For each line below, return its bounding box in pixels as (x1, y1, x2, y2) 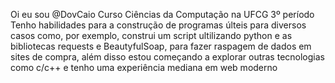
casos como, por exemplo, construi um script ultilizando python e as (10, 30, 293, 41)
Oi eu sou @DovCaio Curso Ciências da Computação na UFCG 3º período (10, 9, 315, 20)
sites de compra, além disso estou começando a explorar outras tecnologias (10, 51, 325, 63)
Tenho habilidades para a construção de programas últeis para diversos (10, 19, 307, 31)
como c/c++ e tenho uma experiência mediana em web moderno (10, 62, 278, 73)
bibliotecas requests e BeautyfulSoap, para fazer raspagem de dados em (10, 40, 312, 52)
